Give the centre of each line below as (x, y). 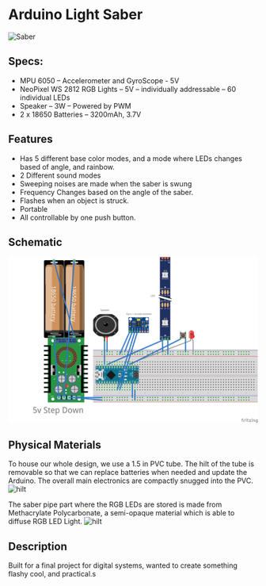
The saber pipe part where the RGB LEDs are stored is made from (115, 504)
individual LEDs (45, 98)
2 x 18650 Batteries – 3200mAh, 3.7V (80, 114)
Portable (34, 209)
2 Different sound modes (60, 175)
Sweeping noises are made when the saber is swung (106, 183)
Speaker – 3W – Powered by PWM (76, 105)
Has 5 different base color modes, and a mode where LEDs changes (131, 158)
